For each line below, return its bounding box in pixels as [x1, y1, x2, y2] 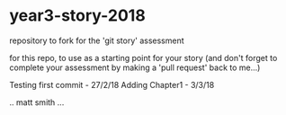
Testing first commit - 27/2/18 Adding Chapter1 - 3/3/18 [9, 79, 215, 90]
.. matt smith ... [9, 96, 65, 108]
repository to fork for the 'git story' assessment [9, 35, 184, 46]
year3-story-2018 [9, 5, 146, 26]
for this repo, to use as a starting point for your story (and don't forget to [9, 52, 278, 63]
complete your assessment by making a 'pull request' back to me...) [9, 62, 261, 73]
